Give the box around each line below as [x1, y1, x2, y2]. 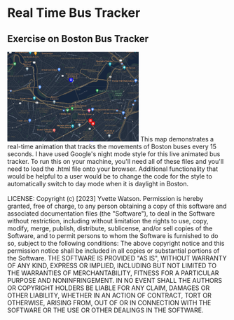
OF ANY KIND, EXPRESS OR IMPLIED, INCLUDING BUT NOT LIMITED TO [7, 261, 217, 270]
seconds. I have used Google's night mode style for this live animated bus [7, 149, 221, 158]
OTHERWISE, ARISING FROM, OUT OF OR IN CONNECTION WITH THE [7, 298, 212, 307]
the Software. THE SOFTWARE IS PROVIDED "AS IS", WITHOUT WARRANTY [7, 253, 227, 262]
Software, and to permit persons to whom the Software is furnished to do [7, 231, 219, 239]
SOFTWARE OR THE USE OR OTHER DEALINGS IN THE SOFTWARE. [7, 306, 204, 314]
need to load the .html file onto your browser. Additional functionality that [7, 165, 219, 173]
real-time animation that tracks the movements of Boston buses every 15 [7, 142, 217, 151]
